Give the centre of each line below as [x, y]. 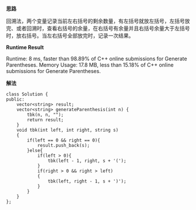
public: [15, 99]
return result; [45, 120]
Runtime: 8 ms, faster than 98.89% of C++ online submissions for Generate [97, 58]
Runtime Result [25, 47]
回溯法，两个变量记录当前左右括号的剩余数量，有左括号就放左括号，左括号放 [98, 21]
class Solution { [27, 94]
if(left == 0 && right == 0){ [64, 140]
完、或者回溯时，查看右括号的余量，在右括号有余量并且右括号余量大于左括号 [98, 28]
